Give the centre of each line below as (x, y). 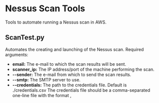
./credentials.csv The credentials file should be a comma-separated (81, 90)
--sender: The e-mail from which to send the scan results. (72, 75)
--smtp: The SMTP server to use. (46, 79)
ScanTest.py (25, 38)
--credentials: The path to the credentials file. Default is (69, 85)
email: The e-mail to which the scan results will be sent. (69, 64)
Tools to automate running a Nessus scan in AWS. (56, 22)
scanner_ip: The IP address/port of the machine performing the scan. (83, 69)
